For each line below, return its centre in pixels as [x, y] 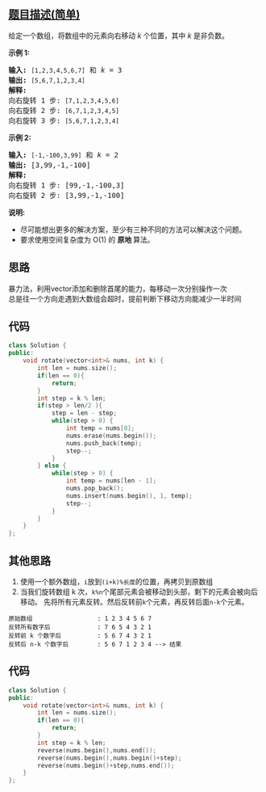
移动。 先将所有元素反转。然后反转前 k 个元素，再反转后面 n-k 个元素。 [134, 602]
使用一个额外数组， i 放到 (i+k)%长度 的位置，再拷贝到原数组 [116, 581]
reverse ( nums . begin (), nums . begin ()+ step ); [110, 758]
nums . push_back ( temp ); [104, 443]
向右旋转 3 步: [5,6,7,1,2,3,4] [64, 120]
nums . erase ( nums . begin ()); [111, 436]
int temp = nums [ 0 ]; [100, 428]
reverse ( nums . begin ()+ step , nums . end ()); [106, 765]
